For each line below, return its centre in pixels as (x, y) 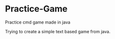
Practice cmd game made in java (38, 22)
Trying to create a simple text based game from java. (58, 31)
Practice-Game (36, 9)
